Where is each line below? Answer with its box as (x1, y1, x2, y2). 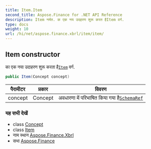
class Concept (12, 121, 44, 127)
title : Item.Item (5, 7, 42, 13)
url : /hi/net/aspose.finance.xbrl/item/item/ (5, 31, 104, 36)
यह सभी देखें (5, 110, 28, 117)
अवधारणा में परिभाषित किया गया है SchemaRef (58, 94, 143, 101)
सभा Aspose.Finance (12, 138, 55, 144)
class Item (12, 126, 35, 133)
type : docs (5, 22, 29, 27)
